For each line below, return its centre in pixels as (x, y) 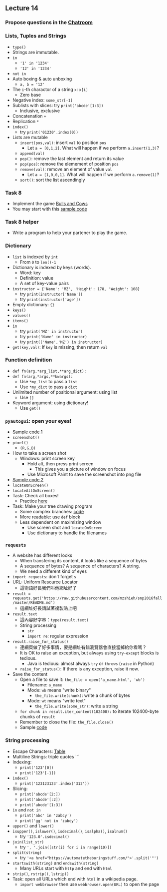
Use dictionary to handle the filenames (67, 533)
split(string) (27, 852)
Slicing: (20, 788)
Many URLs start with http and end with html (66, 868)
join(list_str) (28, 842)
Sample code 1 (27, 432)
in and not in (26, 809)
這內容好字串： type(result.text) (54, 620)
